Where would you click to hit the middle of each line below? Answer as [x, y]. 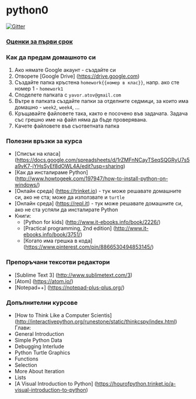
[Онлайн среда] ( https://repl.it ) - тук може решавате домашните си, [99, 204]
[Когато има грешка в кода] [58, 241]
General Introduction [39, 334]
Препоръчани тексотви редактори [58, 262]
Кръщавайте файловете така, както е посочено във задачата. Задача [101, 113]
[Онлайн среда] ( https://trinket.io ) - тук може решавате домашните [98, 191]
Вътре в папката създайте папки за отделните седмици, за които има [101, 101]
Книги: [23, 216]
